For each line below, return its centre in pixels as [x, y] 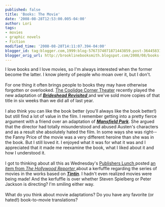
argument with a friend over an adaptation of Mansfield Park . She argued [80, 121]
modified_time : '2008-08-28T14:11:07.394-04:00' [56, 46]
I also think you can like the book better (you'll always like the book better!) [81, 111]
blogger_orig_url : [24, 55]
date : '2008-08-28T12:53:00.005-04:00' [46, 19]
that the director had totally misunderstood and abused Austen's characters [82, 127]
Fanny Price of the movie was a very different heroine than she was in [83, 137]
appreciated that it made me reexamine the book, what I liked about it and [80, 148]
